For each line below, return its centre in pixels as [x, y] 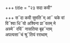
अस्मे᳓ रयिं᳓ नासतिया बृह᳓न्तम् [29, 29]
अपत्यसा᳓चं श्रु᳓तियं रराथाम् [26, 34]
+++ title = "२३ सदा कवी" [29, 8]
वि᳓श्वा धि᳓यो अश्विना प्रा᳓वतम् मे [30, 23]
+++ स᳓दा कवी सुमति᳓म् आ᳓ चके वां [35, 18]
